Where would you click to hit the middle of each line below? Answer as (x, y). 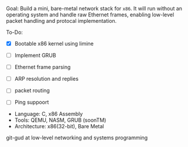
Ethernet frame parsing (42, 67)
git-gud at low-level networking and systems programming (77, 138)
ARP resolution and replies (47, 79)
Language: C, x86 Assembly (49, 114)
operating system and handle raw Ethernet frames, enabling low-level (90, 15)
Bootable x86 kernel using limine (54, 44)
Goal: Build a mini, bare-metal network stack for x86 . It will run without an (94, 8)
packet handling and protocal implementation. (61, 21)
